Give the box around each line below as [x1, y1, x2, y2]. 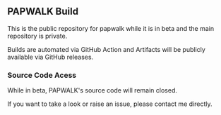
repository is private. [7, 32, 68, 40]
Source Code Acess [7, 70, 77, 80]
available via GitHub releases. [7, 53, 94, 61]
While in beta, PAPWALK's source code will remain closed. [7, 86, 178, 95]
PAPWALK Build [7, 6, 79, 18]
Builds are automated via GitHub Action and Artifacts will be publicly [7, 45, 206, 53]
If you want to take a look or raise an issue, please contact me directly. [7, 100, 213, 108]
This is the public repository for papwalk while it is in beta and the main [7, 24, 214, 32]
